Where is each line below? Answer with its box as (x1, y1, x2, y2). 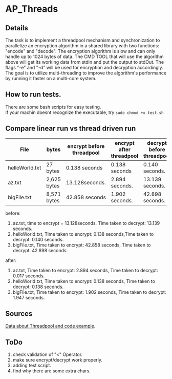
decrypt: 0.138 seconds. (12, 283, 64, 290)
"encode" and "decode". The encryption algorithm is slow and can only (5, 48, 156, 54)
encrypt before (67, 142, 105, 149)
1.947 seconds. (12, 294, 45, 300)
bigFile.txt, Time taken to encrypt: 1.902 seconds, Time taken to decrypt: (12, 289, 166, 295)
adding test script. (12, 363, 51, 369)
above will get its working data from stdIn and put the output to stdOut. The (5, 59, 164, 65)
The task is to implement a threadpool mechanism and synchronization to (5, 37, 160, 43)
